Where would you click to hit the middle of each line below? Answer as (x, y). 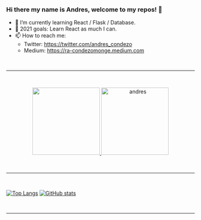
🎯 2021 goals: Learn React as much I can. (66, 29)
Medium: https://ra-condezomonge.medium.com (84, 51)
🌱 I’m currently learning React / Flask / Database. (75, 23)
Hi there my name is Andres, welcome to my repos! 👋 (84, 10)
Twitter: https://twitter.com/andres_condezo (78, 44)
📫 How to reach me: (40, 36)
